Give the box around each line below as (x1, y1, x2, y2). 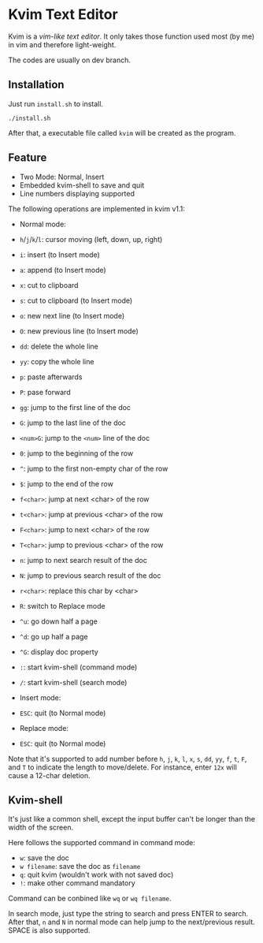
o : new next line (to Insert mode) (19, 311, 125, 320)
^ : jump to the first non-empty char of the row (19, 464, 169, 473)
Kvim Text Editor (8, 6, 118, 24)
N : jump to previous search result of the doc (19, 570, 161, 580)
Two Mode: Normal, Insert (19, 172, 105, 181)
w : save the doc (19, 853, 69, 863)
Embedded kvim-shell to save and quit (19, 180, 145, 190)
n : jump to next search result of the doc (19, 555, 147, 565)
